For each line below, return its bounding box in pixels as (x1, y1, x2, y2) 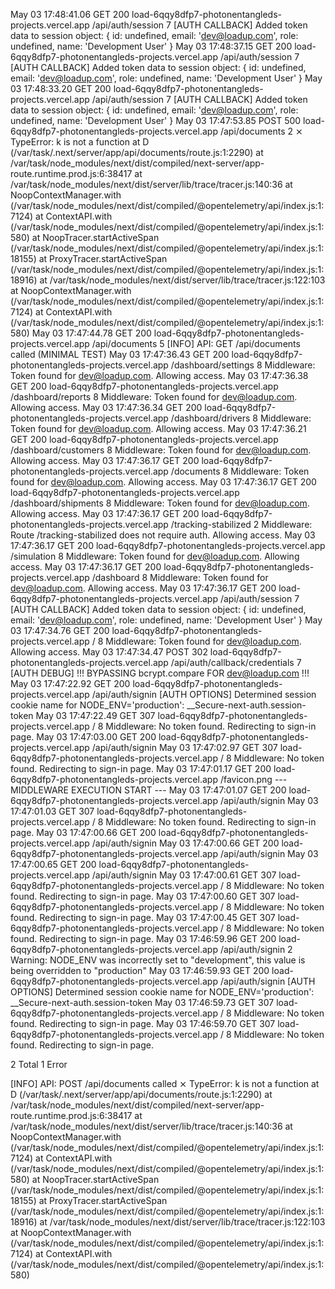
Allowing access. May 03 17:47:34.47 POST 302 (10, 646, 208, 658)
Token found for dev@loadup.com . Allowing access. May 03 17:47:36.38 (10, 370, 309, 381)
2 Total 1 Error (10, 1059, 68, 1070)
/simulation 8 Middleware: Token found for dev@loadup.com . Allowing (10, 550, 300, 562)
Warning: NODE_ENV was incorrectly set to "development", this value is (10, 954, 306, 966)
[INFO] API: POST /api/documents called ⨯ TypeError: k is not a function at (10, 1078, 320, 1089)
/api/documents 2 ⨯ (219, 125, 303, 137)
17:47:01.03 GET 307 (10, 805, 95, 817)
